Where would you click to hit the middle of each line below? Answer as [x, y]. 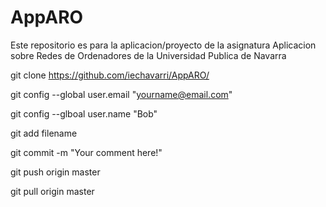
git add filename [44, 133]
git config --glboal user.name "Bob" [84, 113]
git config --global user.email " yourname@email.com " [121, 94]
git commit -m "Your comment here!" [86, 152]
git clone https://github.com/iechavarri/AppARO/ [110, 75]
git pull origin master [52, 191]
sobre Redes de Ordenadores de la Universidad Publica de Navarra [148, 55]
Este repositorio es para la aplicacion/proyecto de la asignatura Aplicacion [163, 45]
